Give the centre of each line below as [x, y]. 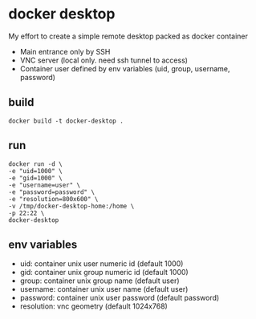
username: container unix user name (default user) [104, 289]
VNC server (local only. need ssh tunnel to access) [104, 60]
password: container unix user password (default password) [120, 298]
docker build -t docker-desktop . [66, 121]
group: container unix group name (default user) [100, 281]
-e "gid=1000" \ [35, 178]
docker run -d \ [35, 164]
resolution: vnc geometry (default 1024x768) [94, 306]
